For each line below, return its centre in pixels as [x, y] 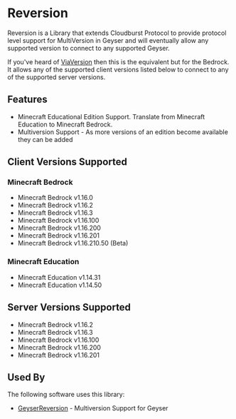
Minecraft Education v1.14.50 [60, 285]
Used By [26, 377]
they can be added [45, 139]
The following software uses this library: [66, 395]
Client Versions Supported [68, 162]
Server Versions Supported [69, 307]
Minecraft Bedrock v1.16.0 [55, 198]
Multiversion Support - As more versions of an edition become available [123, 132]
